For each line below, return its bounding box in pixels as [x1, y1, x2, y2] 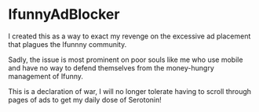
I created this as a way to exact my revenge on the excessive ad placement [8, 31, 251, 41]
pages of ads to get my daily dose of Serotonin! [8, 95, 162, 104]
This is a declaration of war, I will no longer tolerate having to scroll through [8, 86, 252, 96]
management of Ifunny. [8, 71, 84, 81]
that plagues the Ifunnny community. [8, 39, 127, 49]
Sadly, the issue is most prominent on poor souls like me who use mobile [8, 55, 243, 64]
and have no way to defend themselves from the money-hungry [8, 63, 214, 72]
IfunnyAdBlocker [8, 5, 120, 23]
